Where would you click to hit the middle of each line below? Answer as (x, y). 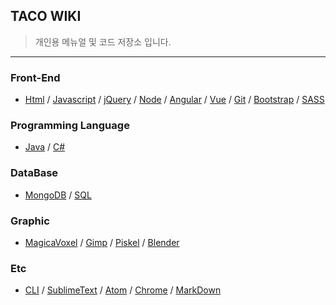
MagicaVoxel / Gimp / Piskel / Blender (102, 242)
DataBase (34, 173)
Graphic (30, 221)
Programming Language (70, 126)
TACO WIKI (46, 16)
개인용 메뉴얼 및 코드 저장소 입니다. (103, 41)
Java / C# (45, 147)
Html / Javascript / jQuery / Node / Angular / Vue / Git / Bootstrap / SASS (174, 100)
